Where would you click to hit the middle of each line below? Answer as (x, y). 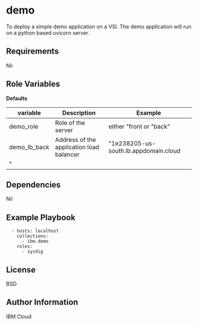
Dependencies (33, 185)
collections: (33, 236)
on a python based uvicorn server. (48, 32)
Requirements (32, 52)
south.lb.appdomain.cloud (144, 151)
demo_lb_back (29, 147)
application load (77, 147)
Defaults (17, 98)
